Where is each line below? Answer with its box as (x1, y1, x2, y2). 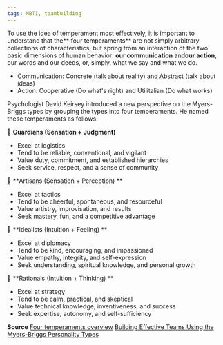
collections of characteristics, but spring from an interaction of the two (7, 43, 209, 52)
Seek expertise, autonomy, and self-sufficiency (17, 309, 152, 317)
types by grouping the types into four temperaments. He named (27, 107, 209, 115)
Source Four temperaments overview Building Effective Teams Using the (7, 322, 214, 331)
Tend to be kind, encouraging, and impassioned (17, 246, 153, 254)
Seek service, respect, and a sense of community (17, 163, 159, 171)
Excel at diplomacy (17, 239, 71, 247)
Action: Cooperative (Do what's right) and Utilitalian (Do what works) (17, 86, 213, 95)
